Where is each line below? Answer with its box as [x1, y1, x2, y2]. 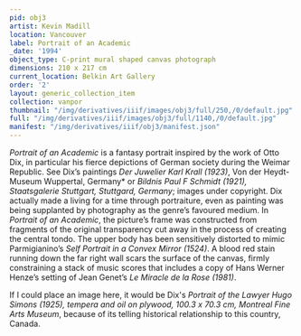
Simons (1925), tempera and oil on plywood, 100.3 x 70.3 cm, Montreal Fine [9, 299, 291, 310]
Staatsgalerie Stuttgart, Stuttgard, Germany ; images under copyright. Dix [9, 186, 283, 196]
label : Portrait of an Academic [9, 38, 131, 48]
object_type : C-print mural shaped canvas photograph [9, 55, 217, 64]
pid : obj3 [9, 13, 47, 23]
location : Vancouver [9, 30, 88, 39]
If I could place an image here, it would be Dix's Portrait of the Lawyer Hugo [9, 290, 292, 300]
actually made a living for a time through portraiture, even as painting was [9, 195, 284, 206]
